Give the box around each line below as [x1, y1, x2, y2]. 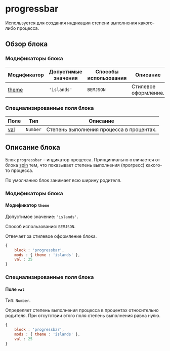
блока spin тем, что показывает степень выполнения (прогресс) [5, 162, 145, 168]
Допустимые [49, 68, 82, 75]
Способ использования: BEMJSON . [5, 223, 76, 229]
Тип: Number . [5, 297, 31, 303]
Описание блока [5, 143, 61, 152]
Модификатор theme [5, 202, 50, 208]
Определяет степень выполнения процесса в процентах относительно [5, 307, 159, 314]
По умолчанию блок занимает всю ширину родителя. [5, 177, 122, 183]
